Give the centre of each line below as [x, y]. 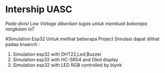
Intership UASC [39, 9]
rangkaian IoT [20, 29]
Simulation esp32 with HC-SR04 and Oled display [65, 59]
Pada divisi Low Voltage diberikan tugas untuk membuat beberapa [76, 23]
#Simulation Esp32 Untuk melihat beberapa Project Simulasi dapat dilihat [82, 39]
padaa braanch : [23, 44]
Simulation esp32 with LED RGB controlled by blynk [67, 65]
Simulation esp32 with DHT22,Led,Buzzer [57, 54]
